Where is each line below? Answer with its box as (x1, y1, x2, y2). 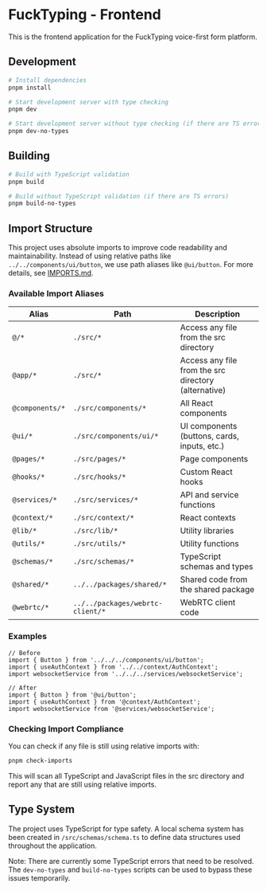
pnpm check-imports (8, 757, 73, 765)
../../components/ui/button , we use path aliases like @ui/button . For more (8, 260, 253, 269)
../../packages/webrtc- (72, 599, 163, 608)
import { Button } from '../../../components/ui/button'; (8, 656, 204, 664)
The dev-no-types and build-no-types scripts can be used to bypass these (8, 865, 253, 874)
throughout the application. (8, 841, 98, 850)
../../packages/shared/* (72, 580, 167, 589)
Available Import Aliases (8, 288, 105, 300)
